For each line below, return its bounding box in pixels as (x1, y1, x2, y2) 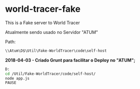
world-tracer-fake (5, 3, 81, 15)
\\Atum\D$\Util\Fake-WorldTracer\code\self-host (5, 48, 107, 53)
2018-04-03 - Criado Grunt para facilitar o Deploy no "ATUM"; (5, 57, 136, 63)
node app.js (5, 76, 30, 81)
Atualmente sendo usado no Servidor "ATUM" (5, 29, 99, 35)
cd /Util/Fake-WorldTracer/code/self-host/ (5, 71, 96, 76)
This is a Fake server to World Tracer (5, 20, 80, 26)
